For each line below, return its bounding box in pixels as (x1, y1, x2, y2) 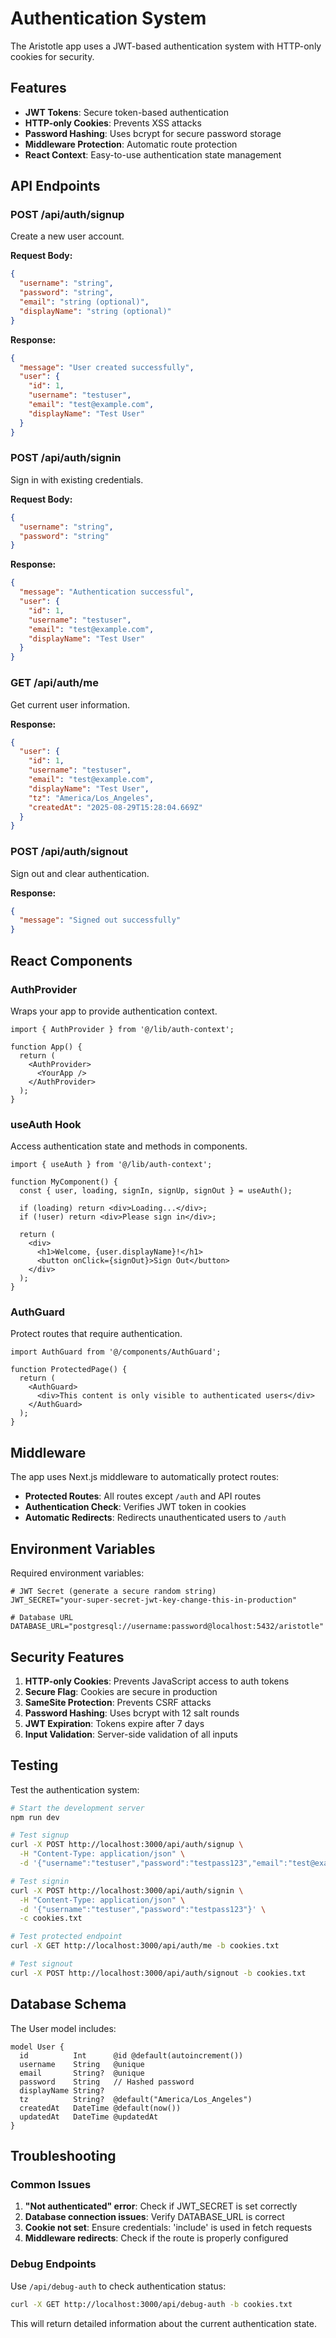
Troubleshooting (10, 2148, 117, 2165)
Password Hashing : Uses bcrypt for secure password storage (24, 127, 282, 139)
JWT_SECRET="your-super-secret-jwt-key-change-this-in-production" (10, 1595, 298, 1606)
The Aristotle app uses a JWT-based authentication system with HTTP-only (10, 40, 322, 52)
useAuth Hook (10, 1117, 82, 1131)
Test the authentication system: (10, 1783, 140, 1796)
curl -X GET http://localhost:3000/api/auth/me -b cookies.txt (10, 1941, 280, 1951)
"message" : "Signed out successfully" (19, 915, 182, 926)
